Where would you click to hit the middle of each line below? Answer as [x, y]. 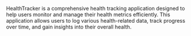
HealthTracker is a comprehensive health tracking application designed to [95, 8]
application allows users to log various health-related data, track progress [96, 21]
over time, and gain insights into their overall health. [69, 27]
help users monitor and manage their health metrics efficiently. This [88, 15]
